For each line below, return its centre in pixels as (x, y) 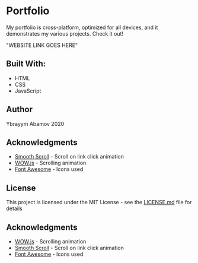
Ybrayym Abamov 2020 (35, 123)
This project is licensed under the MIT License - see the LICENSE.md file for (99, 202)
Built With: (26, 64)
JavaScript (28, 91)
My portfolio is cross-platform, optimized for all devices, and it (82, 27)
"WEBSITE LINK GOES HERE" (42, 45)
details (14, 208)
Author (19, 110)
